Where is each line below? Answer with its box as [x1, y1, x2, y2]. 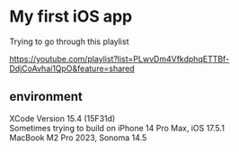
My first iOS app [9, 6, 133, 27]
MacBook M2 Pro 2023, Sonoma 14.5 [9, 132, 147, 143]
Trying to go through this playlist [9, 36, 129, 47]
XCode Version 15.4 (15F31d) [9, 112, 116, 123]
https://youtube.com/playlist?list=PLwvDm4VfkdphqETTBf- [9, 53, 230, 64]
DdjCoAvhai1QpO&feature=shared [9, 63, 135, 74]
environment [9, 89, 83, 104]
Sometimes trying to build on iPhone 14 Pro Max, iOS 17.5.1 [9, 122, 225, 133]
